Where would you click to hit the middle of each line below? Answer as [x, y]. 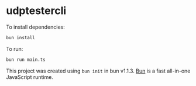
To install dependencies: [36, 27]
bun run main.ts [26, 60]
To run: [15, 49]
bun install [20, 37]
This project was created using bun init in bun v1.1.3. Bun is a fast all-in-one [98, 71]
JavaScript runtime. [30, 77]
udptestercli [36, 11]
